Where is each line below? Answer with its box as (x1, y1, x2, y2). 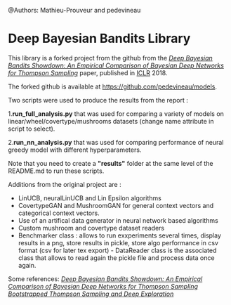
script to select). (8, 124, 55, 133)
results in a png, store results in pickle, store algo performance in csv (18, 238, 218, 247)
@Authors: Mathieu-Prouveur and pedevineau (8, 6, 141, 14)
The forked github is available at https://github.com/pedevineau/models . (8, 82, 217, 91)
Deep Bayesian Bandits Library (8, 31, 191, 46)
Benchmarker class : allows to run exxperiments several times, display (18, 231, 222, 240)
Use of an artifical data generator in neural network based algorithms (18, 216, 218, 224)
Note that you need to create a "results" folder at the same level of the (8, 159, 213, 167)
